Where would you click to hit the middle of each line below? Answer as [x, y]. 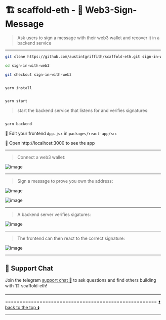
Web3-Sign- [111, 10]
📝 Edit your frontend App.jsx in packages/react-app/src [61, 133]
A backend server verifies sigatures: [54, 214]
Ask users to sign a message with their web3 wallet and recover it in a [88, 38]
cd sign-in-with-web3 [27, 65]
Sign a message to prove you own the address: [65, 181]
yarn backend [19, 124]
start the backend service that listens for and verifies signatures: [83, 110]
